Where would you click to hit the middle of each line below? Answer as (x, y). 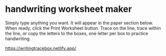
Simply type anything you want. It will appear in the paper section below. (79, 23)
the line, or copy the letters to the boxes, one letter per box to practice (77, 33)
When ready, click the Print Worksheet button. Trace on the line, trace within (83, 28)
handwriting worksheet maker (69, 9)
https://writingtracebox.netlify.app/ (41, 48)
